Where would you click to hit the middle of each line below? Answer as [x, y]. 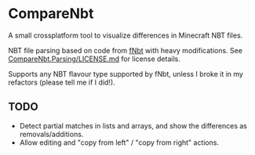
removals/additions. [51, 134]
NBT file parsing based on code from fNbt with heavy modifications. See [126, 50]
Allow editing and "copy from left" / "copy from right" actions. [119, 142]
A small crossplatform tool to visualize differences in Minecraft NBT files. [126, 35]
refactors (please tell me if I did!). [62, 82]
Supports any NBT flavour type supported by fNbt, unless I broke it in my [126, 74]
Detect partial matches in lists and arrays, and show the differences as [133, 125]
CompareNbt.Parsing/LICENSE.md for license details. [94, 59]
